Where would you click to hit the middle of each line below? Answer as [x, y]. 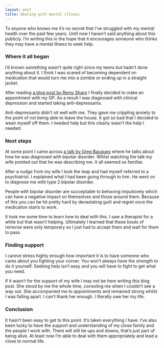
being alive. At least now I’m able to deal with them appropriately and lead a [81, 336]
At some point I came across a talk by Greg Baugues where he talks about [80, 152]
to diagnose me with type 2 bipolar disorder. [50, 182]
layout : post [18, 10]
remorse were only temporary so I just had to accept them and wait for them [82, 227]
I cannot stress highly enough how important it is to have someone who [77, 256]
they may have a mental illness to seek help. [50, 44]
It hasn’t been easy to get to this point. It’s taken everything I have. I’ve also [81, 320]
